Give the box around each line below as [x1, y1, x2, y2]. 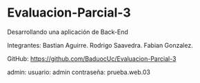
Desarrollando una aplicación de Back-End [7, 28, 129, 36]
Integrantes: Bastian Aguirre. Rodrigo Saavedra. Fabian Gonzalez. [7, 41, 193, 49]
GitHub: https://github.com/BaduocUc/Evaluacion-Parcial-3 [7, 54, 177, 63]
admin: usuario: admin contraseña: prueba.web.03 [7, 68, 150, 76]
